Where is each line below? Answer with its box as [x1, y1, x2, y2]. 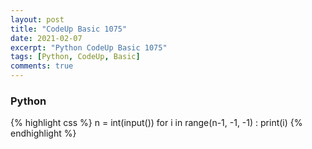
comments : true [10, 61, 74, 71]
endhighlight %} [10, 127, 77, 140]
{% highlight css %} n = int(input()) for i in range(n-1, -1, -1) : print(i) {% [10, 117, 303, 129]
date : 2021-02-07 [10, 33, 83, 43]
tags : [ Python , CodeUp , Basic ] [10, 52, 141, 62]
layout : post [10, 14, 65, 25]
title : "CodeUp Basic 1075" [10, 24, 128, 34]
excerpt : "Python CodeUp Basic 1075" [10, 42, 168, 53]
